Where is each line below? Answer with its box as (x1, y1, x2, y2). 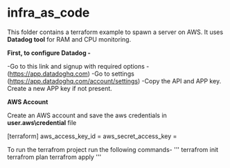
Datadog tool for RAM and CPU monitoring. (7, 35, 132, 43)
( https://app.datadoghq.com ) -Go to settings (7, 69, 135, 78)
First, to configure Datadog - (7, 49, 91, 57)
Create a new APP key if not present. (7, 84, 112, 92)
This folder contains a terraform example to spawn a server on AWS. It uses (7, 28, 224, 36)
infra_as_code (7, 5, 90, 21)
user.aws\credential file (7, 118, 77, 126)
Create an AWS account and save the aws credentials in (7, 111, 168, 119)
